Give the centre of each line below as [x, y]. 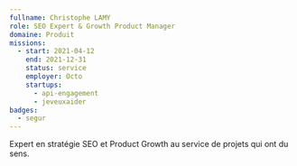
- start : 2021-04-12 [56, 51]
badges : [24, 110]
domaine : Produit [42, 34]
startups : [44, 85]
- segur [32, 118]
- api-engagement [66, 93]
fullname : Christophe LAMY [60, 18]
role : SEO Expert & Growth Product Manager [93, 26]
